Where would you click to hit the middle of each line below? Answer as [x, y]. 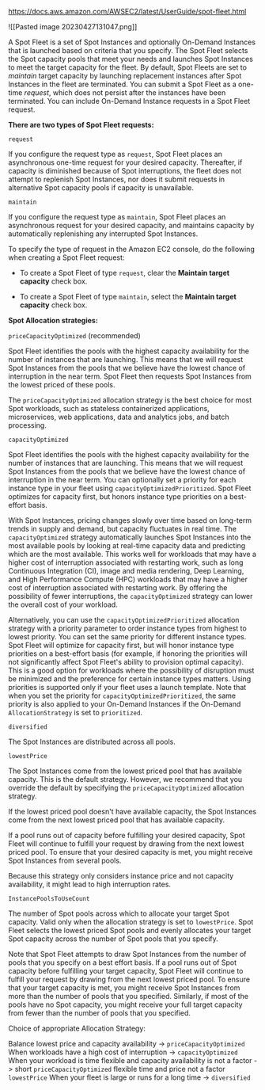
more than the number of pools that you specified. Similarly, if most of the [129, 996]
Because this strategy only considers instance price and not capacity [121, 876]
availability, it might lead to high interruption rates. [90, 884]
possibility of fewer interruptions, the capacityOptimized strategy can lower [131, 596]
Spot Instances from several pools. [65, 860]
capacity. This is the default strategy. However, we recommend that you [125, 779]
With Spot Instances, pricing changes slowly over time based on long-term [130, 520]
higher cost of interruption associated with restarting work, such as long [126, 562]
